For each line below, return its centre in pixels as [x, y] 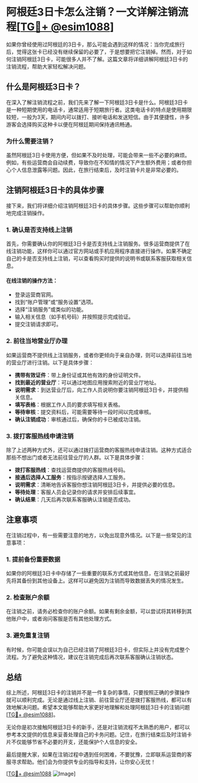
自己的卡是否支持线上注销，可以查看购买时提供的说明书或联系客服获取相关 [96, 259]
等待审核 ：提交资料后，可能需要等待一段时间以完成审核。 [84, 412]
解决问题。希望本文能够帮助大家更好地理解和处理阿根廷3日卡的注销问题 [103, 707]
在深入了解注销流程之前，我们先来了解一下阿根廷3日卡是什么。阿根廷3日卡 [97, 102]
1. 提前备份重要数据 [33, 559]
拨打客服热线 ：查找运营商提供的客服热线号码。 [71, 469]
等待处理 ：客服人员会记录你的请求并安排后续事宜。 [77, 492]
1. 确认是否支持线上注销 [39, 230]
